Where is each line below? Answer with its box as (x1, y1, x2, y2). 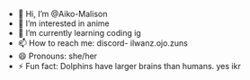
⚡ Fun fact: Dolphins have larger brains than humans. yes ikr (17, 61, 241, 71)
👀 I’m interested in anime (17, 18, 110, 29)
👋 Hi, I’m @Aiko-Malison (17, 9, 108, 19)
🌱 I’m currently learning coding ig (17, 28, 141, 38)
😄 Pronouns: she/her (17, 50, 97, 61)
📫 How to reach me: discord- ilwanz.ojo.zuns (17, 38, 189, 49)
